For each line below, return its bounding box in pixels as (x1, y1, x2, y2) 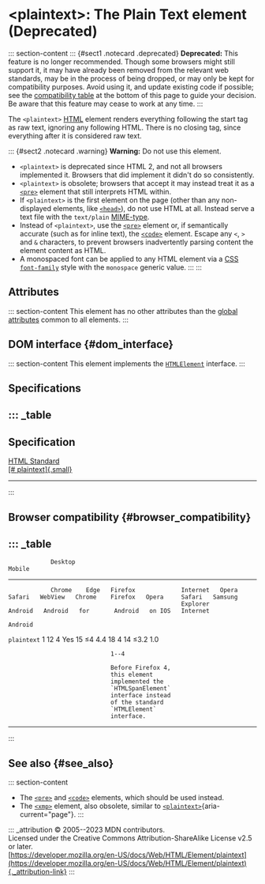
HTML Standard (8, 456, 60, 466)
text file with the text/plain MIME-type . (19, 212, 150, 221)
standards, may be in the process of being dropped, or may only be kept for (8, 74, 255, 83)
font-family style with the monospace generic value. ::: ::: (19, 263, 203, 272)
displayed (19, 203, 52, 213)
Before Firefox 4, (110, 664, 171, 672)
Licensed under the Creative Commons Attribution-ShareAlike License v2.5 (8, 833, 252, 843)
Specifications (8, 381, 81, 395)
